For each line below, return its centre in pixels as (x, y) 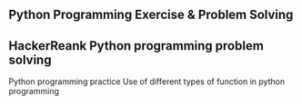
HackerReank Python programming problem (136, 46)
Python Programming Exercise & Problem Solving (151, 15)
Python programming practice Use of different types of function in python (147, 81)
